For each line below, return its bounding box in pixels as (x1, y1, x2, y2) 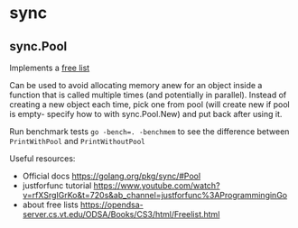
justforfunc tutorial (22, 180, 92, 191)
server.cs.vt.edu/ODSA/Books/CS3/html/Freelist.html (22, 209, 220, 219)
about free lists (22, 199, 79, 210)
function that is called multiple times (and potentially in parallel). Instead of (9, 89, 287, 100)
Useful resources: (9, 153, 76, 164)
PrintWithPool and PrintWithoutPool (9, 136, 146, 146)
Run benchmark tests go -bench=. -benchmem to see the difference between (9, 126, 290, 137)
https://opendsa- (79, 199, 144, 210)
